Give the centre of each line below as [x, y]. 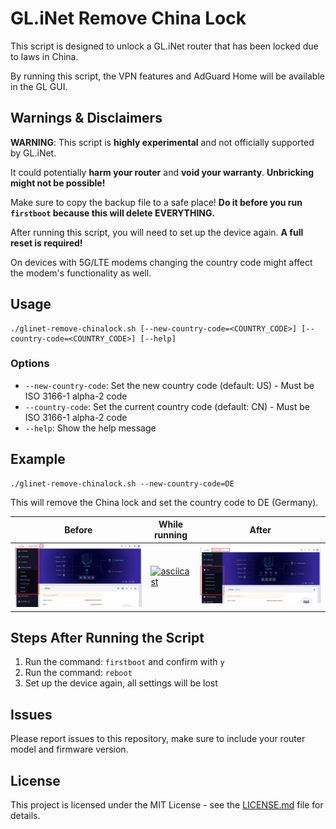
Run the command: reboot [78, 673]
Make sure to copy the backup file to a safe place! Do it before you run [156, 202]
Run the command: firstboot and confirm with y [124, 662]
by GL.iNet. [33, 153]
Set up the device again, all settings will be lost [121, 683]
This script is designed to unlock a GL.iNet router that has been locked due [164, 46]
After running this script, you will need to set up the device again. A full [157, 232]
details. [25, 816]
